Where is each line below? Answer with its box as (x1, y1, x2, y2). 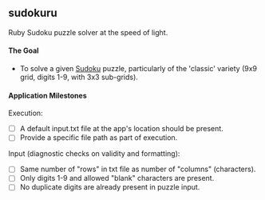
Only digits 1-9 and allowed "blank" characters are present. (19, 174, 215, 183)
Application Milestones (8, 90, 88, 100)
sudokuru (8, 6, 57, 20)
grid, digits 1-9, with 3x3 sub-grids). (19, 72, 138, 82)
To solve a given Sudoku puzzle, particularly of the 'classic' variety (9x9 (19, 64, 258, 74)
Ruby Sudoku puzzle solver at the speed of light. (8, 27, 168, 37)
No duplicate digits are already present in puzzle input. (19, 182, 200, 192)
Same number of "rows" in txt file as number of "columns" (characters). (19, 164, 256, 174)
